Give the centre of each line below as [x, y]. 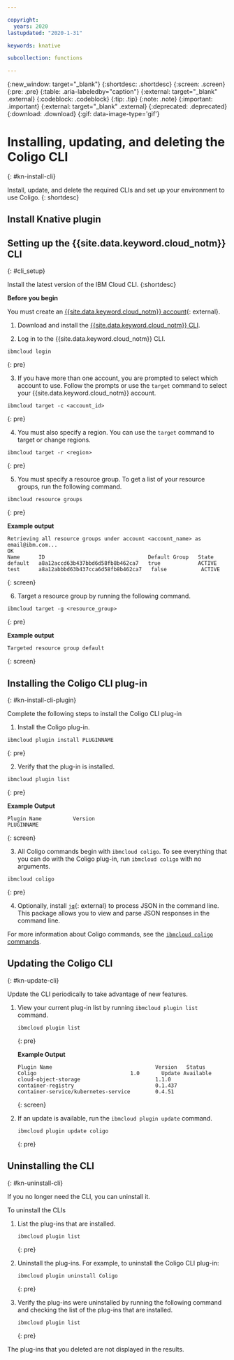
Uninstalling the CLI [51, 1166]
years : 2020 [31, 26]
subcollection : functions [45, 58]
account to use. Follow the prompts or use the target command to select [122, 386]
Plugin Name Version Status [111, 1067]
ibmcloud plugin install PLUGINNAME [60, 740]
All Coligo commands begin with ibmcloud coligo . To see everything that [122, 852]
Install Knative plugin [54, 219]
